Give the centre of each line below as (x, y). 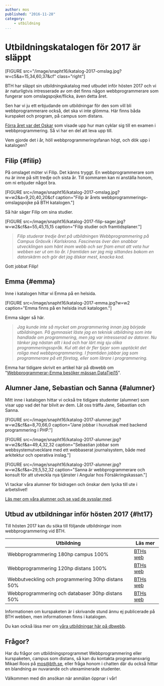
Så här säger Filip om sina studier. (39, 212)
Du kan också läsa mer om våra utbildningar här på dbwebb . (66, 626)
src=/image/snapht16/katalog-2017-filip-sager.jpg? (74, 222)
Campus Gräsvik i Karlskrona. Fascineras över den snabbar (77, 241)
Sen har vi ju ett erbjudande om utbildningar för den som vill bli (68, 106)
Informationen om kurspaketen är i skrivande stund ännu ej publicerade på (80, 612)
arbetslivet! (16, 489)
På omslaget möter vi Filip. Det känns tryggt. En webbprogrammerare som (80, 172)
